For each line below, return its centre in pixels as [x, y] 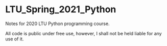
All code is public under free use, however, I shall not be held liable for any [83, 33]
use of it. [15, 39]
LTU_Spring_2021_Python [61, 9]
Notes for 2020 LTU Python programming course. [57, 24]
